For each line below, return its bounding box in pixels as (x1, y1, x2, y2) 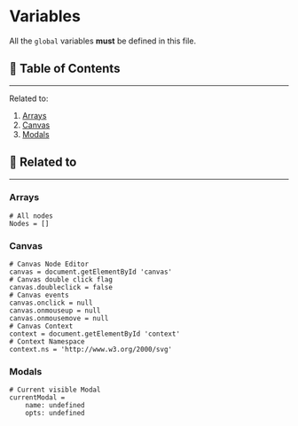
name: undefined (25, 401, 86, 410)
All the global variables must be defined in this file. (9, 35, 197, 46)
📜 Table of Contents (9, 61, 121, 76)
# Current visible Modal (9, 385, 101, 395)
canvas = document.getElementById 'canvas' (9, 267, 173, 276)
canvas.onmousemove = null (9, 314, 109, 323)
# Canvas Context (9, 321, 74, 331)
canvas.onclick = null (9, 298, 93, 307)
